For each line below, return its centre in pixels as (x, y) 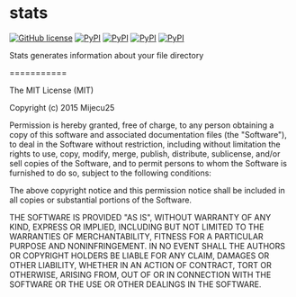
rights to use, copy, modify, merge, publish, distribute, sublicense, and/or (145, 153)
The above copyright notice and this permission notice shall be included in (147, 190)
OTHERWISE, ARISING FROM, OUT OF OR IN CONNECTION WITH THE (140, 274)
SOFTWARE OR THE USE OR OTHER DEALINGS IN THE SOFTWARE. (135, 284)
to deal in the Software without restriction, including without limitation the (145, 144)
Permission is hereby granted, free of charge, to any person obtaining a (142, 125)
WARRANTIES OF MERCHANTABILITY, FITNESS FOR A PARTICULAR (136, 236)
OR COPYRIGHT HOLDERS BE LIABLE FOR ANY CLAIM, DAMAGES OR (139, 256)
